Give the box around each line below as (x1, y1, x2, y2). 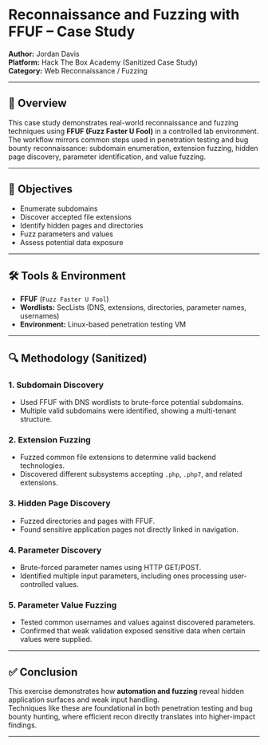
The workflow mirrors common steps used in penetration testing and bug (8, 134, 249, 145)
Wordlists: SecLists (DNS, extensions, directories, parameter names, (19, 303, 247, 312)
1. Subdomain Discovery (8, 379, 104, 390)
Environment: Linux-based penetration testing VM (19, 319, 186, 329)
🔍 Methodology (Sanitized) (8, 351, 148, 365)
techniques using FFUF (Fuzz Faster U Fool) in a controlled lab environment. (8, 126, 259, 136)
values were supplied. (19, 635, 93, 644)
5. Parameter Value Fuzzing (8, 599, 117, 610)
